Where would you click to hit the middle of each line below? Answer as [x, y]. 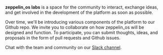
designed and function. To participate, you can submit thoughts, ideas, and [81, 32]
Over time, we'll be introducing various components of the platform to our [80, 22]
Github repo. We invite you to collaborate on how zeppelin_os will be [75, 27]
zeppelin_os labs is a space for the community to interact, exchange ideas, [82, 7]
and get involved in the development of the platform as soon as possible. [79, 12]
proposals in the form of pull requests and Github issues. [63, 38]
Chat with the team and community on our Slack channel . [63, 47]
